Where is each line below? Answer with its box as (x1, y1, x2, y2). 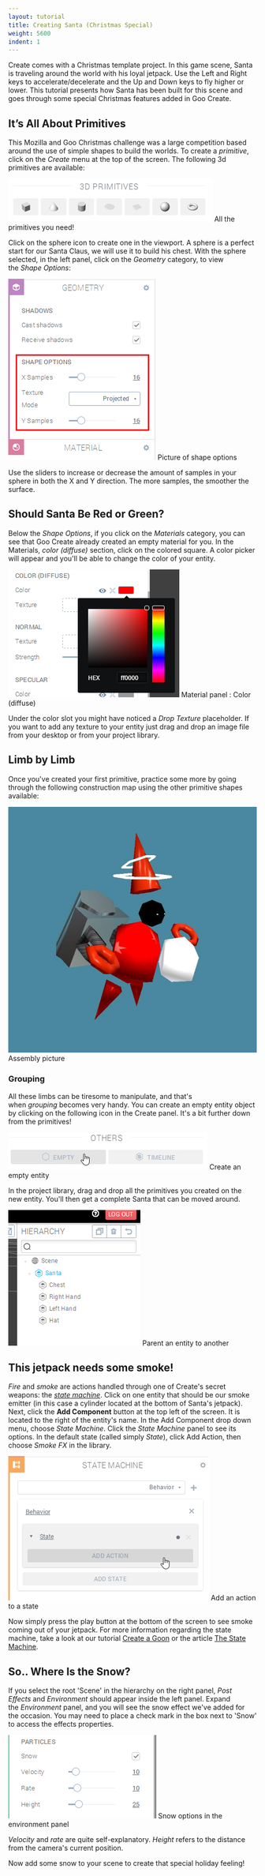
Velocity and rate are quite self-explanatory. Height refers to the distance (8, 1835, 246, 1844)
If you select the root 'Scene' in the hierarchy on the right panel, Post (8, 1686, 233, 1695)
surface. (8, 485, 35, 494)
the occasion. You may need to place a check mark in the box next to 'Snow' (8, 1711, 257, 1720)
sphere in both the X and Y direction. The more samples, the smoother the (8, 476, 250, 486)
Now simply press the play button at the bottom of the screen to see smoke (8, 1617, 253, 1626)
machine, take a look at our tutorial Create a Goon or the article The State (8, 1634, 246, 1643)
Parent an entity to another (141, 1338, 230, 1348)
